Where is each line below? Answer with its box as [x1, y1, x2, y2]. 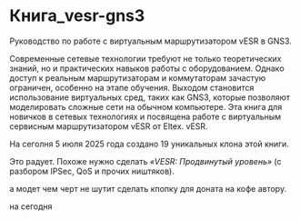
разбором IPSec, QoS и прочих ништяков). [9, 165, 175, 176]
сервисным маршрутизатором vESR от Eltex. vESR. [9, 120, 208, 132]
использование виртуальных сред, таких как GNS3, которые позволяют [9, 92, 291, 103]
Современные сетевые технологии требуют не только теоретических [9, 53, 282, 64]
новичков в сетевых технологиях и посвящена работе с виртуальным [9, 111, 282, 122]
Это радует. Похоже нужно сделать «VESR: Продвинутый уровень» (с [9, 155, 282, 166]
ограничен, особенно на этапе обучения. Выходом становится [9, 82, 255, 93]
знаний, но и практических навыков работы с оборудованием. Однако [9, 63, 285, 74]
